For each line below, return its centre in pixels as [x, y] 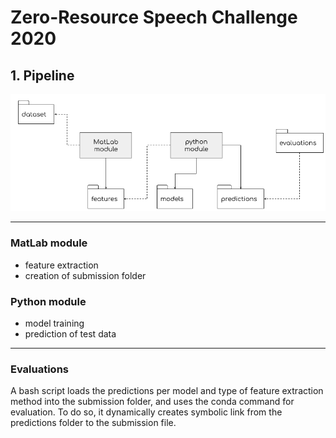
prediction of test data [70, 334]
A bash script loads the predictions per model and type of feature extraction [167, 391]
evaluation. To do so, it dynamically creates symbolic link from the [146, 412]
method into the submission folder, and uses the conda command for [152, 402]
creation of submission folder [85, 275]
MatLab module [49, 243]
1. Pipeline [42, 75]
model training [54, 323]
